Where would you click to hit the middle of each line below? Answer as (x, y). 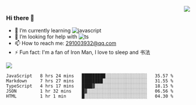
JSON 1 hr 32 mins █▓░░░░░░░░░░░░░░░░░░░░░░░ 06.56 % (90, 91)
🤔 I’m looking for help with (46, 37)
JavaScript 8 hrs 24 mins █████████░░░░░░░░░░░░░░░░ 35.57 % (90, 76)
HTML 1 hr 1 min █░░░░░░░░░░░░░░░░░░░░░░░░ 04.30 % (90, 96)
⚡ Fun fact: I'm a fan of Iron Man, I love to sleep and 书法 (82, 52)
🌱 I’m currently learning (43, 31)
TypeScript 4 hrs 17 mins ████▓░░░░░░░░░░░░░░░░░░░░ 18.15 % (90, 86)
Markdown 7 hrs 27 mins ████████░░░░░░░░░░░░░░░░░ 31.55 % (90, 81)
